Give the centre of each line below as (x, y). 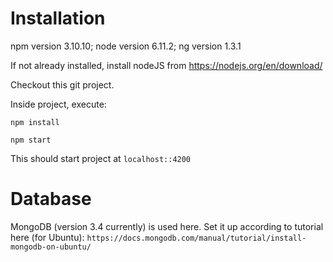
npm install (35, 122)
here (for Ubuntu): (47, 237)
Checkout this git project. (62, 84)
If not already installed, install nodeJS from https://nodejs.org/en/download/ (166, 65)
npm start (31, 140)
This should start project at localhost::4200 (101, 158)
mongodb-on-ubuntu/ (51, 247)
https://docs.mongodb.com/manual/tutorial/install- (196, 238)
